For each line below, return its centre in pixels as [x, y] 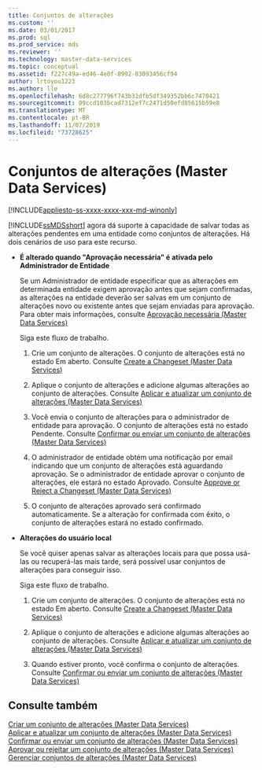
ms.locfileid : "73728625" [50, 132]
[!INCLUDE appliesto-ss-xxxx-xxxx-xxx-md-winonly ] [93, 210]
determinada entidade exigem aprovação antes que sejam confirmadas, [136, 289]
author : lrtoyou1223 [42, 81]
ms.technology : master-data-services [70, 60]
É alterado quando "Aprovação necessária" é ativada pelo [116, 257]
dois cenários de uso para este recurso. [73, 241]
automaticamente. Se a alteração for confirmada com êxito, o [131, 514]
